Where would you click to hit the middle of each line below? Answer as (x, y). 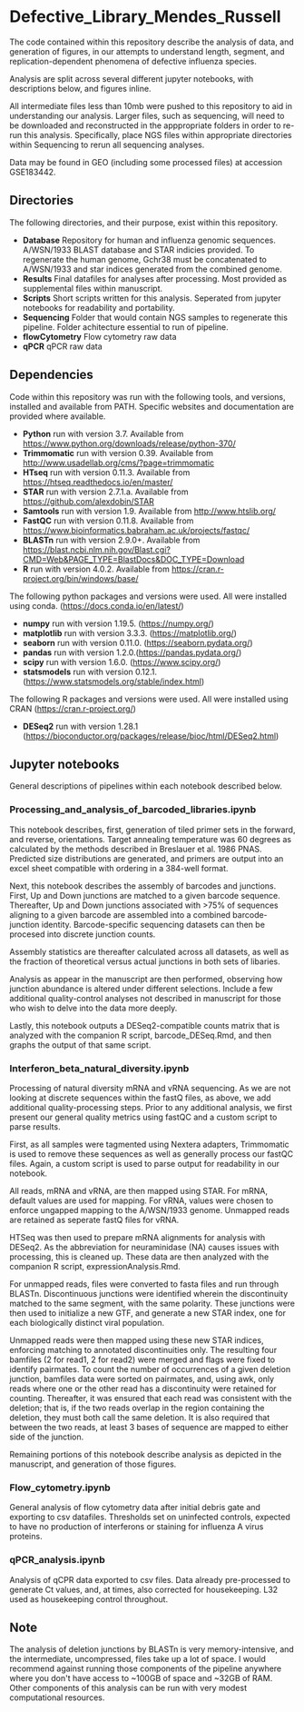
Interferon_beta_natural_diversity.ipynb (99, 1068)
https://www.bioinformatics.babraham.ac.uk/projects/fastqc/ (136, 530)
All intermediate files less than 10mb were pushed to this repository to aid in (151, 105)
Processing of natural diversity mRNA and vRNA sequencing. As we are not (150, 1088)
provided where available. (58, 416)
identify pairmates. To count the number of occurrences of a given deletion (150, 1369)
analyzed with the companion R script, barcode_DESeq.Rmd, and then (141, 1035)
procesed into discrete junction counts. (83, 934)
